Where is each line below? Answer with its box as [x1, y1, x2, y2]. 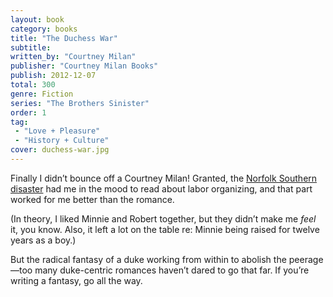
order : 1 [10, 107, 47, 118]
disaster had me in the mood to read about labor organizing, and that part [10, 182, 313, 195]
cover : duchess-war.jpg [10, 145, 110, 155]
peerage [288, 253, 324, 265]
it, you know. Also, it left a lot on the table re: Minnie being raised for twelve [10, 223, 320, 235]
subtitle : [10, 42, 52, 53]
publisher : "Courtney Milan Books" [10, 61, 159, 71]
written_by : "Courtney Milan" [10, 52, 137, 62]
